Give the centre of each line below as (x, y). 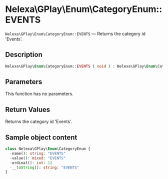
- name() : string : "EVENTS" (38, 153)
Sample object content (41, 137)
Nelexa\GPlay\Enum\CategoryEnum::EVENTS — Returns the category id (75, 33)
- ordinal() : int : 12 (31, 163)
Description (24, 55)
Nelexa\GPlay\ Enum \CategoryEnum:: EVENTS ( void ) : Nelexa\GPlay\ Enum (80, 66)
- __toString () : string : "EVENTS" (44, 167)
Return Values (28, 109)
